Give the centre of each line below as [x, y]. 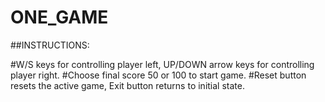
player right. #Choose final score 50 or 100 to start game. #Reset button [158, 75]
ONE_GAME [59, 17]
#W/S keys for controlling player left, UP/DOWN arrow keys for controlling [162, 64]
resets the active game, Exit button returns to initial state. [127, 85]
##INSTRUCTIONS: [50, 45]
